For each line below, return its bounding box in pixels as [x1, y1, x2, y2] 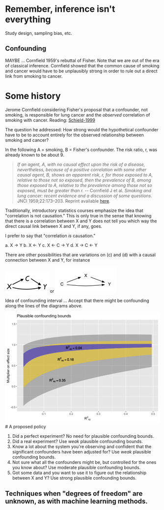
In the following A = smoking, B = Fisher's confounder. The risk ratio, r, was [5, 147, 158, 152]
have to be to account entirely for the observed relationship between [5, 132, 144, 138]
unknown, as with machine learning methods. [5, 497, 148, 505]
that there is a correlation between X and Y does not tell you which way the [5, 218, 157, 224]
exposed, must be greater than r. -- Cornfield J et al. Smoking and [17, 187, 151, 193]
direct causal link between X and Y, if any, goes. [5, 223, 102, 229]
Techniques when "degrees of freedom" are [5, 489, 143, 498]
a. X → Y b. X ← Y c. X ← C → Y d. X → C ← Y [5, 242, 98, 248]
